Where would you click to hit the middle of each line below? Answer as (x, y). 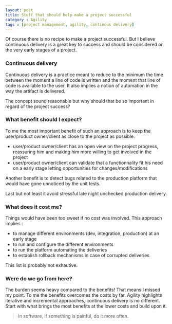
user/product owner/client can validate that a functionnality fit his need (88, 163)
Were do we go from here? (39, 279)
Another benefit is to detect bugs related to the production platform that (81, 178)
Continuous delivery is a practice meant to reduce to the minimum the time (84, 75)
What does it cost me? (34, 207)
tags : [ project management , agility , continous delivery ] (70, 24)
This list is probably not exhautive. (42, 265)
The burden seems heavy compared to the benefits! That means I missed (83, 290)
